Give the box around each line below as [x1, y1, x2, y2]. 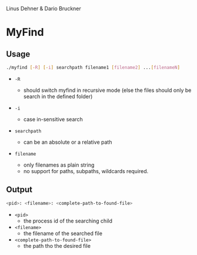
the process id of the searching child [23, 217, 113, 224]
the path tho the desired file [23, 242, 91, 249]
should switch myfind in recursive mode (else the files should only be [23, 87, 192, 94]
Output [6, 185, 32, 195]
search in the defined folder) [23, 92, 93, 100]
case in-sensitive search [23, 115, 84, 122]
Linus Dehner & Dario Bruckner [6, 5, 81, 12]
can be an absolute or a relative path [23, 138, 112, 145]
